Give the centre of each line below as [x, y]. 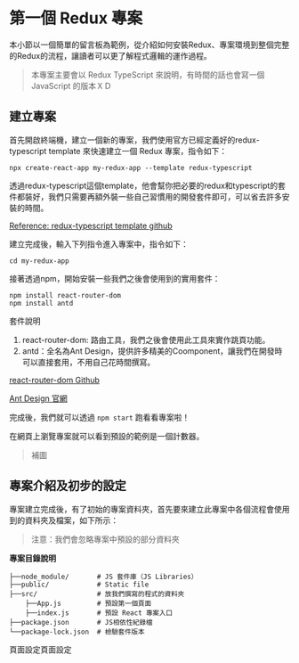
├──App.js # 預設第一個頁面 [89, 603]
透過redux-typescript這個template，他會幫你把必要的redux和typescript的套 [148, 185]
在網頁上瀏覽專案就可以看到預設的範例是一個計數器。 [107, 436]
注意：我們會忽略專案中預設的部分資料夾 [105, 539]
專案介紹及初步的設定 [68, 486]
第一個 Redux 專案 [76, 18]
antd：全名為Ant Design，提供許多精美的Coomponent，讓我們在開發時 [152, 351]
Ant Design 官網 [39, 398]
